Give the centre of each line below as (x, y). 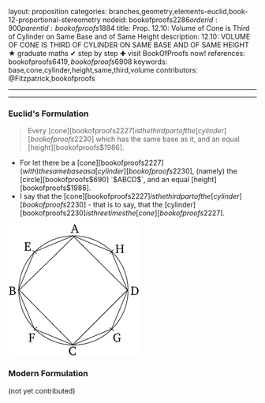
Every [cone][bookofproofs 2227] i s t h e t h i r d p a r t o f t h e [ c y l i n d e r (126, 131)
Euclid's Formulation (49, 114)
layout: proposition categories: (58, 11)
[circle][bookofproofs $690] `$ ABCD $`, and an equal (105, 180)
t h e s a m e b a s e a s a (67, 171)
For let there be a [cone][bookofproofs (82, 163)
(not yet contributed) (42, 390)
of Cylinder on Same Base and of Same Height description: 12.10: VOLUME (129, 36)
